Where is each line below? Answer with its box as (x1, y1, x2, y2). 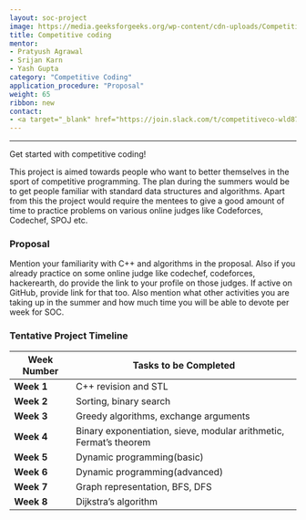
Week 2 (14, 394, 48, 407)
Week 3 (14, 410, 48, 422)
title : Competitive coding (9, 30, 112, 39)
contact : (9, 107, 43, 116)
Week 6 (14, 465, 48, 478)
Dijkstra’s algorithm (76, 494, 158, 507)
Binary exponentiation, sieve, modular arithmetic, (76, 424, 285, 437)
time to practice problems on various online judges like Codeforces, (9, 205, 264, 216)
